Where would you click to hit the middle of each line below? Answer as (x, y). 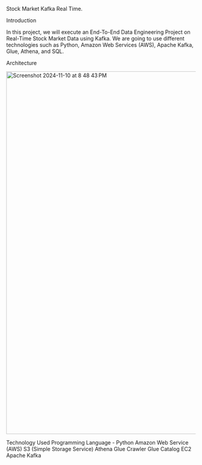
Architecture (22, 63)
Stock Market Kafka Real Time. (44, 9)
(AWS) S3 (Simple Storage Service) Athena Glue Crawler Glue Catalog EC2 (99, 449)
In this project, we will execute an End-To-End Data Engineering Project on (98, 32)
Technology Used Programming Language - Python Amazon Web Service (97, 442)
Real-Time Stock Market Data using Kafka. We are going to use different (95, 38)
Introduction (21, 20)
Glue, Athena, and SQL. (35, 51)
